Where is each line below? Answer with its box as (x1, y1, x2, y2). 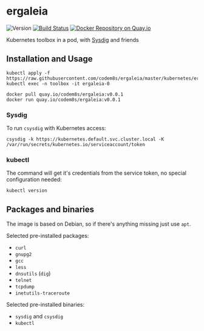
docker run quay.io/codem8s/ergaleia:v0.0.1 (6, 96, 121, 103)
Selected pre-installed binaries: (6, 301, 85, 308)
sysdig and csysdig (15, 313, 64, 320)
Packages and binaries (6, 204, 95, 214)
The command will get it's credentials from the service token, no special (6, 169, 187, 177)
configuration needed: (6, 176, 62, 183)
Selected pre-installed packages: (6, 232, 89, 240)
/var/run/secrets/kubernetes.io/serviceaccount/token (6, 142, 146, 148)
